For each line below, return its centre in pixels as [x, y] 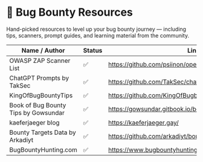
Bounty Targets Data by [43, 132]
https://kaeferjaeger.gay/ [144, 122]
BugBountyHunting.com [43, 149]
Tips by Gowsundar [37, 112]
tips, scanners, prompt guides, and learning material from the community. [98, 35]
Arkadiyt [21, 140]
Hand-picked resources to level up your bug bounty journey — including [96, 29]
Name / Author [43, 50]
